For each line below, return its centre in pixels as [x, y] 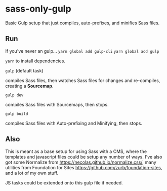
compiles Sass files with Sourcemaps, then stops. [57, 104]
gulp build [17, 114]
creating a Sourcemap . [29, 86]
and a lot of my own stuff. [32, 173]
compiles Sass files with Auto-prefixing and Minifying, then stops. [74, 123]
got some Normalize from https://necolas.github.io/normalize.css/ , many [81, 162]
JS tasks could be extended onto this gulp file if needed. [64, 182]
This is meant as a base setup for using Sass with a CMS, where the [76, 151]
